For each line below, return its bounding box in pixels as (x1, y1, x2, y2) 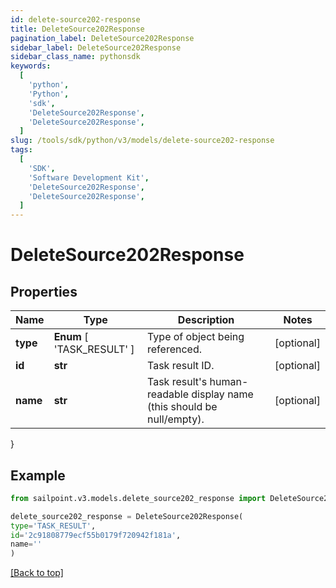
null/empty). (147, 412, 205, 426)
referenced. (147, 342, 202, 356)
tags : (10, 145, 33, 155)
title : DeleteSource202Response (10, 24, 145, 34)
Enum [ (53, 330, 89, 344)
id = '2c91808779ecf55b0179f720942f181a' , (10, 530, 182, 540)
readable (147, 387, 190, 401)
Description (177, 313, 235, 327)
